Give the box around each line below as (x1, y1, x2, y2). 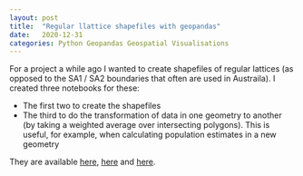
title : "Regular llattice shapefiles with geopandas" (9, 22, 221, 31)
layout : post (9, 13, 59, 23)
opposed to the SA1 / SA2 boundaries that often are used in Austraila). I (9, 73, 276, 84)
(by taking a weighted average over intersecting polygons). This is (22, 120, 270, 131)
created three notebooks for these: (9, 83, 141, 93)
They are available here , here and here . (9, 156, 156, 168)
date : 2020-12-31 (9, 30, 83, 39)
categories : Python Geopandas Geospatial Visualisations (9, 38, 230, 48)
